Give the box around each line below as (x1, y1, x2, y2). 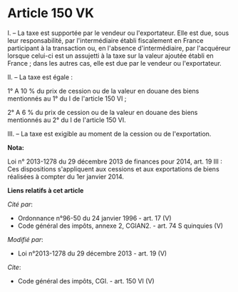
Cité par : (7, 200, 33, 208)
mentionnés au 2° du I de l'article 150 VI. (7, 116, 126, 124)
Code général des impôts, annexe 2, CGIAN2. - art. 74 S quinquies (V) (17, 221, 223, 230)
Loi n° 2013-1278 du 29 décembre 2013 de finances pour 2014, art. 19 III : (7, 157, 223, 166)
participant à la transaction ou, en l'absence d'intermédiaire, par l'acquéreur (7, 44, 231, 52)
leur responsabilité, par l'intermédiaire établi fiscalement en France (7, 36, 204, 44)
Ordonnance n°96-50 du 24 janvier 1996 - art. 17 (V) (17, 213, 172, 222)
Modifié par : (7, 235, 44, 243)
